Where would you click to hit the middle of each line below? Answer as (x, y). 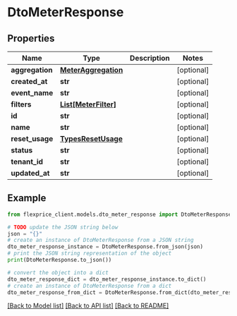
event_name (32, 93)
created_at (29, 81)
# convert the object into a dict (58, 272)
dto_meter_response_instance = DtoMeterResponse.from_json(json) (105, 247)
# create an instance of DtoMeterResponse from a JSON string (101, 241)
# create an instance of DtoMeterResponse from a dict (90, 286)
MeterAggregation (91, 70)
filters (21, 104)
